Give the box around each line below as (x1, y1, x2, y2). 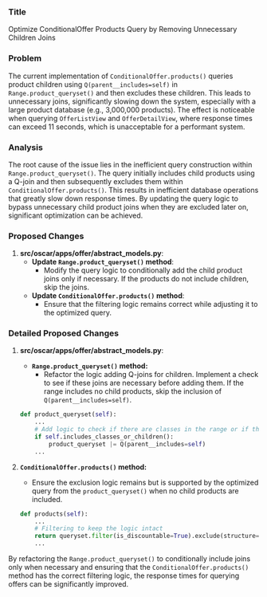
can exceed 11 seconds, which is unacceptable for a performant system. (8, 122, 245, 132)
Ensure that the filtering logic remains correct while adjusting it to (43, 300, 258, 309)
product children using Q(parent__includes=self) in (8, 79, 178, 89)
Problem (8, 53, 42, 64)
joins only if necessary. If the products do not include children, (43, 274, 249, 284)
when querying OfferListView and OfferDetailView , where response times (8, 113, 253, 123)
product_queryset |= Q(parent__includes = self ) (49, 440, 206, 448)
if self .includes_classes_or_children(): (34, 433, 174, 441)
